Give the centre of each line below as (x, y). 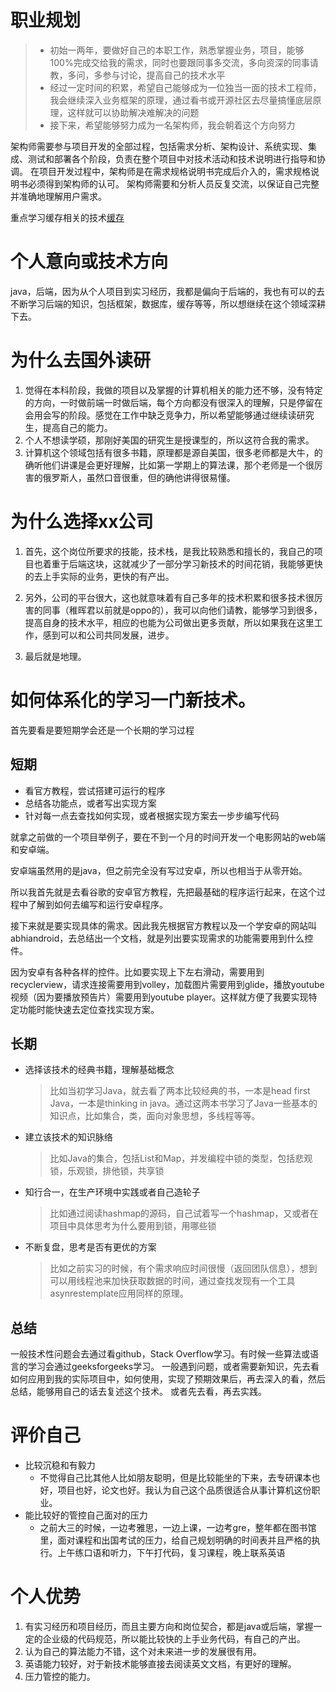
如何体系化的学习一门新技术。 (133, 700)
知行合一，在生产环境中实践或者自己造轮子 (112, 1192)
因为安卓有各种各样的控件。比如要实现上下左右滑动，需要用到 (137, 972)
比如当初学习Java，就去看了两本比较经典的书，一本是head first (180, 1091)
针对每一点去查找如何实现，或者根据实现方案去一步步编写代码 (152, 815)
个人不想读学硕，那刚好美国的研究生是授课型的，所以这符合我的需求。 (169, 440)
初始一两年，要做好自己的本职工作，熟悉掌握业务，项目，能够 (177, 50)
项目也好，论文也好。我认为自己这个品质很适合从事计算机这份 (184, 1490)
